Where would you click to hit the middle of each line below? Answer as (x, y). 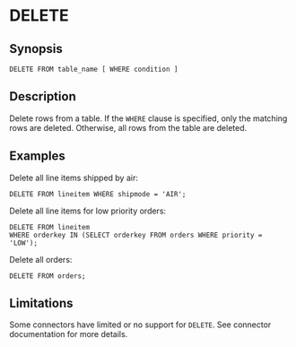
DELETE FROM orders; (48, 276)
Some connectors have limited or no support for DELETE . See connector (140, 325)
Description (43, 96)
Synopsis (36, 49)
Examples (37, 156)
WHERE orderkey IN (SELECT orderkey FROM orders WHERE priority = (136, 235)
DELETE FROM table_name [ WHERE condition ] (94, 69)
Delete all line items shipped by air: (74, 178)
